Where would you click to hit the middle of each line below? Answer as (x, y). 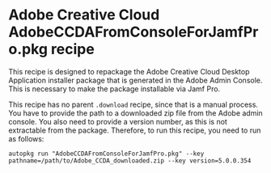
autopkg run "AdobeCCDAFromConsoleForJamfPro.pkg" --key (106, 154)
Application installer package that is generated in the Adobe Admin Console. (135, 80)
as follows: (26, 138)
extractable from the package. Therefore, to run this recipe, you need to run (135, 130)
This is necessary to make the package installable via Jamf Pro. (114, 89)
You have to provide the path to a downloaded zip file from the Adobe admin (135, 113)
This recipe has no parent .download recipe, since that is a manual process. (133, 104)
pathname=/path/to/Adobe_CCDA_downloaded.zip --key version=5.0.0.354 (130, 160)
